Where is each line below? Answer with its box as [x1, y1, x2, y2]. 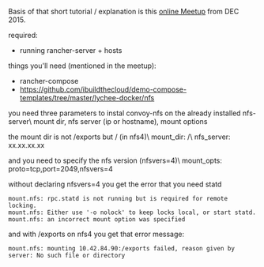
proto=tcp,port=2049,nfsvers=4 [8, 164, 113, 173]
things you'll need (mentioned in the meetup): [8, 61, 157, 70]
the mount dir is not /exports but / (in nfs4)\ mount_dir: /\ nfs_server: [8, 132, 231, 141]
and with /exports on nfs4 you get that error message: [8, 229, 185, 239]
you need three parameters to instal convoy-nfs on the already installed [8, 108, 241, 118]
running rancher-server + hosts [19, 46, 123, 55]
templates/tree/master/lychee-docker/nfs [19, 93, 155, 102]
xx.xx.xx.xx [8, 141, 45, 149]
